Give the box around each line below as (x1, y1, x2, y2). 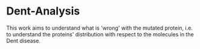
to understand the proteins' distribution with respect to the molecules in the (6, 30, 195, 38)
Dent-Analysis (6, 4, 80, 18)
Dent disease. (6, 37, 41, 44)
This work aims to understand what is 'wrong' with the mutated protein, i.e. (6, 24, 193, 31)
